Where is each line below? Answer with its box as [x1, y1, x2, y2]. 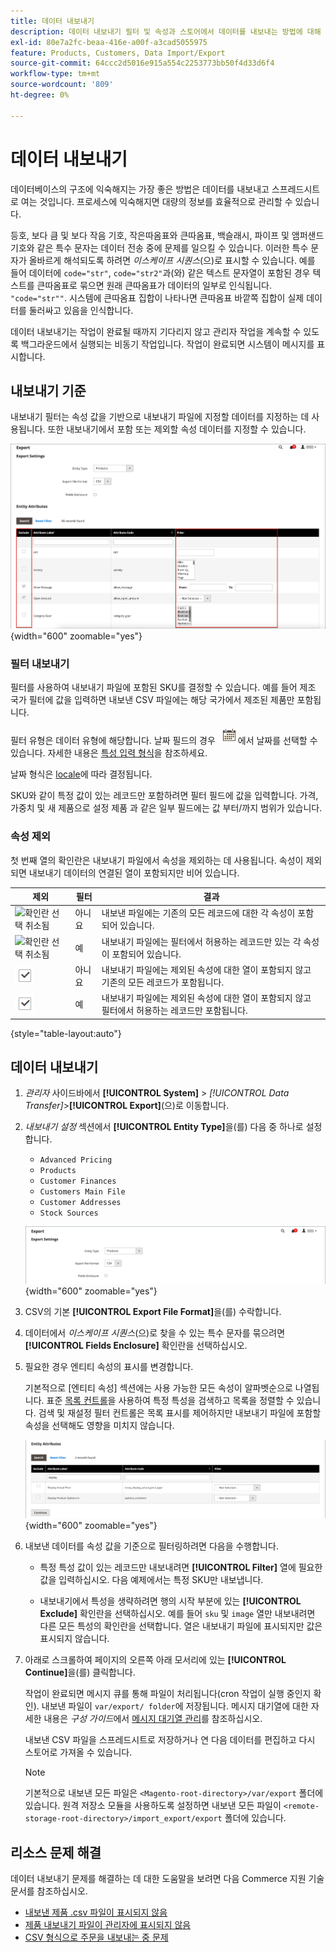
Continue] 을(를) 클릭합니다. [24, 1666, 136, 1679]
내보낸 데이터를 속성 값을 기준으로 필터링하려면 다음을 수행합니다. [24, 1540, 279, 1552]
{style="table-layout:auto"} [10, 1027, 122, 1039]
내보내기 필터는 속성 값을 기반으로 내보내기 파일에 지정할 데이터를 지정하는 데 [10, 411, 310, 423]
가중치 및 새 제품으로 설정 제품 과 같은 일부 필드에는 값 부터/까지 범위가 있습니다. [10, 802, 323, 814]
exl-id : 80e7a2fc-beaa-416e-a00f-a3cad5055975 [10, 37, 208, 47]
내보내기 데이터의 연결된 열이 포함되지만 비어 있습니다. [28, 866, 240, 879]
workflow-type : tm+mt [10, 69, 101, 79]
